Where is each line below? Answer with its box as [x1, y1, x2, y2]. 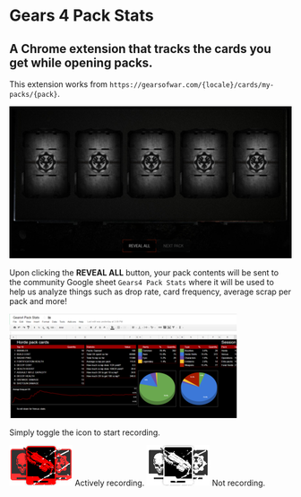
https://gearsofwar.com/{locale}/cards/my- [108, 81, 275, 90]
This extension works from [9, 79, 108, 90]
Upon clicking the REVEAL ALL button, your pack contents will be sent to [9, 266, 279, 278]
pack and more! [9, 295, 67, 306]
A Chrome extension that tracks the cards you [9, 41, 271, 57]
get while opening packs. [9, 55, 153, 70]
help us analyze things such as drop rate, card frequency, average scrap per [9, 286, 292, 297]
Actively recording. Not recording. [74, 477, 266, 488]
